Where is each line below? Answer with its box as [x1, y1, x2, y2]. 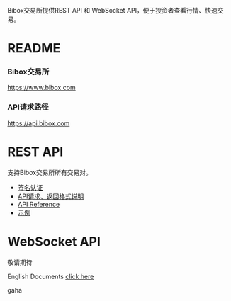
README [7, 40, 61, 57]
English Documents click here [7, 272, 94, 280]
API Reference [17, 200, 60, 208]
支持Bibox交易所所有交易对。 [7, 168, 92, 176]
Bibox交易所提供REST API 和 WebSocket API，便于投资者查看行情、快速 [7, 6, 218, 14]
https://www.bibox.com [7, 84, 76, 92]
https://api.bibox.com [7, 119, 70, 127]
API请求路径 [7, 102, 49, 112]
